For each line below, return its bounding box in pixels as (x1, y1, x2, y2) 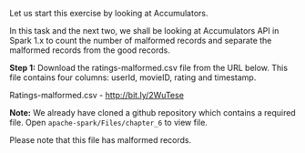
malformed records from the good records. (9, 45, 170, 56)
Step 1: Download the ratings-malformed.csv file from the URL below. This (9, 63, 289, 73)
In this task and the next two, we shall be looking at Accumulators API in (9, 25, 280, 36)
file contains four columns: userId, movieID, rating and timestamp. (9, 72, 257, 83)
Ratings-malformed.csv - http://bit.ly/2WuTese (9, 90, 185, 100)
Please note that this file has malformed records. (9, 135, 192, 145)
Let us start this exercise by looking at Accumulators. (9, 8, 208, 18)
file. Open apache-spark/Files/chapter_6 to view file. (9, 117, 208, 127)
